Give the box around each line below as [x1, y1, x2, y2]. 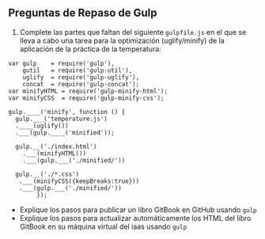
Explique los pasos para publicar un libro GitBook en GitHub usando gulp [19, 205, 257, 214]
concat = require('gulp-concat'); [22, 80, 140, 88]
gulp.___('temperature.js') [15, 115, 108, 123]
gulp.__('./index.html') [15, 142, 97, 150]
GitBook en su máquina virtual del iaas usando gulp [19, 222, 187, 231]
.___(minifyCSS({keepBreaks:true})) [18, 177, 140, 185]
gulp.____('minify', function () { [8, 108, 126, 116]
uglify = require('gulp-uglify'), [22, 73, 140, 82]
